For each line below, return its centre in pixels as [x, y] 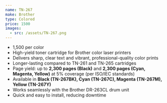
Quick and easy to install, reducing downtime [59, 95]
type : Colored [20, 19]
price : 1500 [18, 24]
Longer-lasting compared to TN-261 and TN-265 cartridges [74, 63]
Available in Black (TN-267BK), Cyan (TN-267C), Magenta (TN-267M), [87, 79]
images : [13, 28]
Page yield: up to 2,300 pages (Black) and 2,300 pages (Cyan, [79, 68]
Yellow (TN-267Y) [32, 84]
